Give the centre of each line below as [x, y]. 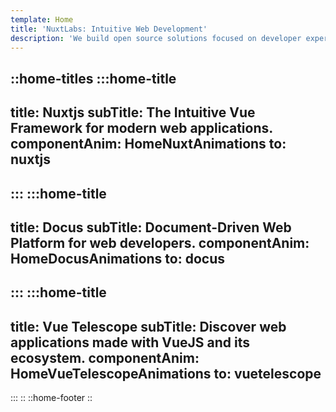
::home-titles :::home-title [93, 78]
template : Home [42, 19]
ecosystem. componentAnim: [105, 357]
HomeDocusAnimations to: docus [118, 258]
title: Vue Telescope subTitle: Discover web [148, 326]
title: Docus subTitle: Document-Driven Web [151, 227]
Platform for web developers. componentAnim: [160, 242]
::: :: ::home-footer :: [51, 398]
